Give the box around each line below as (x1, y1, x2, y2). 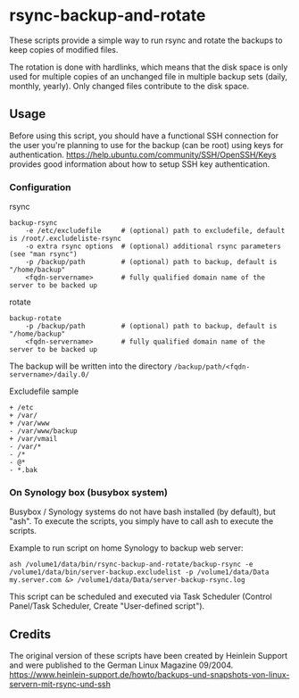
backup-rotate (9, 314, 62, 323)
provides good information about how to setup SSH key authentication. (9, 158, 270, 170)
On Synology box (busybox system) (9, 486, 168, 498)
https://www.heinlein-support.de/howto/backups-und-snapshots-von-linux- (9, 669, 290, 680)
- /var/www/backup (9, 427, 78, 436)
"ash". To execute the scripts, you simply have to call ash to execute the (9, 516, 274, 527)
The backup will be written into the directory (9, 361, 172, 371)
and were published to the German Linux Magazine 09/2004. (9, 660, 234, 670)
